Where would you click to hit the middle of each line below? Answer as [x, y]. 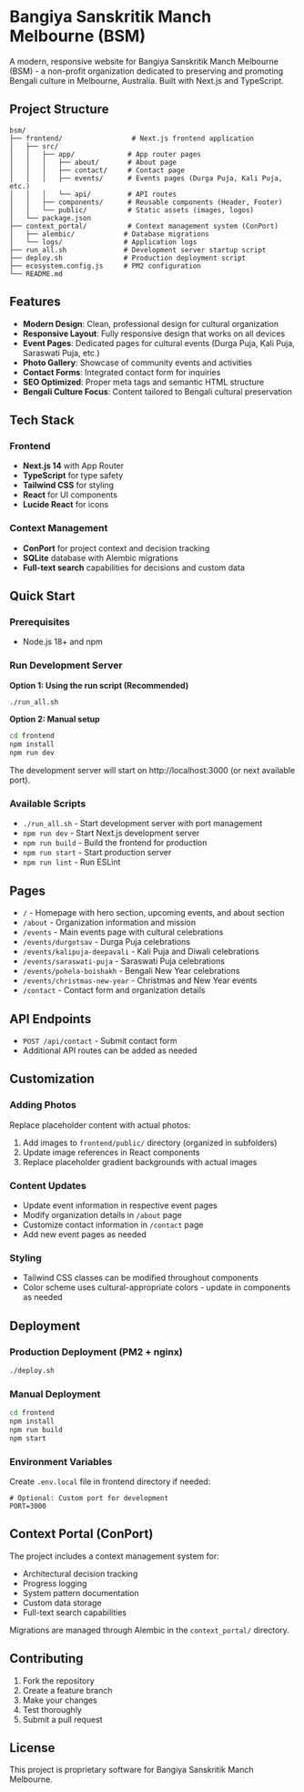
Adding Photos [43, 1105]
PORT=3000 [28, 1506]
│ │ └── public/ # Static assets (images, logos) [132, 210]
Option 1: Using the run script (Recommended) [99, 685]
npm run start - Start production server [97, 853]
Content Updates [48, 1185]
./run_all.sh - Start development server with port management [142, 824]
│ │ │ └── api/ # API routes [93, 194]
